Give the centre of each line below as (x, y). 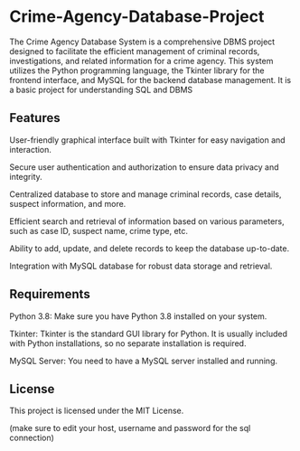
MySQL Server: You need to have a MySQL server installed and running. (144, 361)
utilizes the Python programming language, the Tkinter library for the (137, 70)
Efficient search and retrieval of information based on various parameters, (147, 221)
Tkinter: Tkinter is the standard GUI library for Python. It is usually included (148, 334)
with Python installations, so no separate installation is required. (128, 343)
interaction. (31, 149)
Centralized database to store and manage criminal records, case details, (145, 194)
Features (35, 118)
